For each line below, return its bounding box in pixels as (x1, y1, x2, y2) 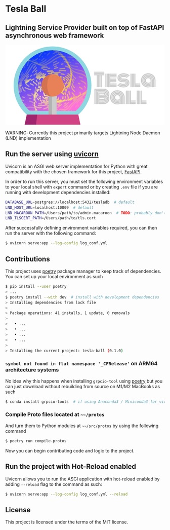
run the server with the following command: (5, 230, 96, 236)
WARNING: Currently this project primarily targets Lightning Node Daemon (5, 130, 160, 136)
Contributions (5, 254, 50, 263)
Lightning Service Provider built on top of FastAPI (5, 23, 164, 32)
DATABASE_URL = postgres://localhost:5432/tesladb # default (5, 200, 135, 205)
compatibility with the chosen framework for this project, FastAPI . (5, 168, 142, 175)
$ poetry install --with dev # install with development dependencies (5, 294, 159, 299)
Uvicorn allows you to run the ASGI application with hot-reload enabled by (5, 476, 160, 482)
